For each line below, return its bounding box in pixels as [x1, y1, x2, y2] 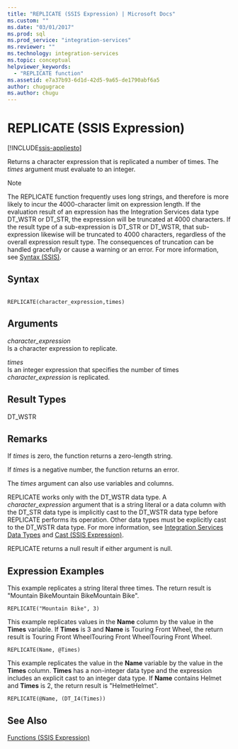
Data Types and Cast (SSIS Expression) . [7, 530, 124, 540]
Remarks [7, 432, 48, 444]
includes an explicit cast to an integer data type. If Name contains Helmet [7, 674, 222, 682]
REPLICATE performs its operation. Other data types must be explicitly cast [7, 515, 227, 524]
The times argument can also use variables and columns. [7, 479, 174, 488]
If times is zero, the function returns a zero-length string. [7, 452, 173, 460]
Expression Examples [7, 565, 105, 577]
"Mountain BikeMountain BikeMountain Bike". [7, 591, 140, 600]
